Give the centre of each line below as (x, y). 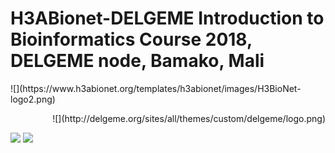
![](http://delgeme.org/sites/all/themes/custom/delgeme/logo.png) (189, 118)
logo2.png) (33, 99)
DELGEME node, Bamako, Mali (137, 61)
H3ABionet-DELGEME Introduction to (167, 18)
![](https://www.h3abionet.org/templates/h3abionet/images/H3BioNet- (156, 88)
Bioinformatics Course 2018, (131, 39)
